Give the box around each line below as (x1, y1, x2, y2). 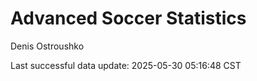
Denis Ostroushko (10, 40, 85, 52)
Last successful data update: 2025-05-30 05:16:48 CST (10, 59, 242, 71)
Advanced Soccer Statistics (10, 7, 247, 30)
